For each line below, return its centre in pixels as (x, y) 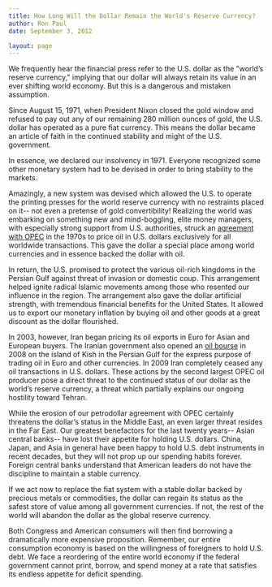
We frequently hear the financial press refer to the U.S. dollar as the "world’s (136, 69)
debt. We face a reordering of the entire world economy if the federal (124, 557)
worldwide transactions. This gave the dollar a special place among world (132, 245)
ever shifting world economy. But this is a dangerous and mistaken (120, 86)
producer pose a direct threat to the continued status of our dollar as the (130, 380)
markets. (23, 178)
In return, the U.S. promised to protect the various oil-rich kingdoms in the (132, 270)
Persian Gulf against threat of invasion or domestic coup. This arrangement (134, 278)
